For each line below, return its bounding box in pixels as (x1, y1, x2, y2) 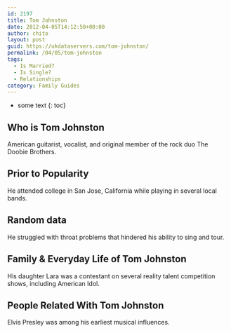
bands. (7, 193, 27, 202)
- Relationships (13, 75, 61, 83)
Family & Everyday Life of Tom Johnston (7, 253, 187, 265)
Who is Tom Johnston (7, 121, 105, 133)
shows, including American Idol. (7, 279, 100, 287)
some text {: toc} (17, 101, 67, 109)
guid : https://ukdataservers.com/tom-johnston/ (7, 43, 150, 50)
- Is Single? (13, 69, 52, 76)
